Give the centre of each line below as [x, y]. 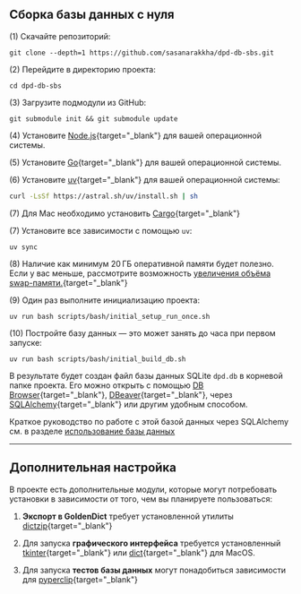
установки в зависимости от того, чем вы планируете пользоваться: [141, 499]
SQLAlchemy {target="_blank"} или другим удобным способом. [129, 404]
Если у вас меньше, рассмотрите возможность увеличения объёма [140, 273]
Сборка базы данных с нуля [92, 15]
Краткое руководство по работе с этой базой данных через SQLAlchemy [149, 421]
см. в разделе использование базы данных [92, 431]
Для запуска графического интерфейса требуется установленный [151, 543]
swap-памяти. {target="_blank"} [69, 282]
